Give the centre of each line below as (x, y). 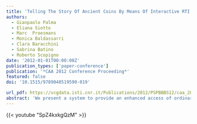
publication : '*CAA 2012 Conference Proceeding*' (68, 71)
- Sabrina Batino (33, 50)
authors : (17, 17)
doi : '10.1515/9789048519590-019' (48, 82)
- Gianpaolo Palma (34, 22)
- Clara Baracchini (35, 44)
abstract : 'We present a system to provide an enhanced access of (89, 98)
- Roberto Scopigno (35, 55)
